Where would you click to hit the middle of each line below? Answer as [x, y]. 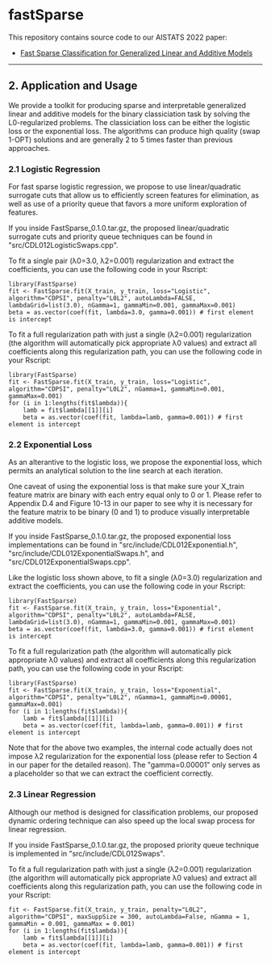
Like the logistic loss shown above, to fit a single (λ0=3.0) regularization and [135, 578]
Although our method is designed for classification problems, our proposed [133, 812]
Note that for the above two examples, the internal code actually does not [130, 747]
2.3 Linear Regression [52, 794]
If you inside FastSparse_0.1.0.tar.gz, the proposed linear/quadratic [119, 228]
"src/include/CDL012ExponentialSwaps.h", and [86, 554]
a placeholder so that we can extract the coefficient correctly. [111, 773]
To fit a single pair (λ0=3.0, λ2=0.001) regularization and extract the [121, 261]
